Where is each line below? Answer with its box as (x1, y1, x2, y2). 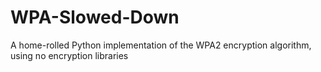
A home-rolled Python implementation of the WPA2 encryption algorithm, (10, 39, 312, 51)
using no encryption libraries (10, 49, 129, 61)
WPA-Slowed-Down (10, 6, 180, 29)
